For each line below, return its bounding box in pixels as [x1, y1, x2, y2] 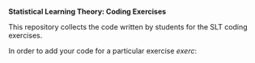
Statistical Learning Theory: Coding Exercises [8, 7, 167, 16]
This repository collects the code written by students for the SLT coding [8, 22, 249, 31]
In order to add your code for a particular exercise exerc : [8, 46, 198, 55]
